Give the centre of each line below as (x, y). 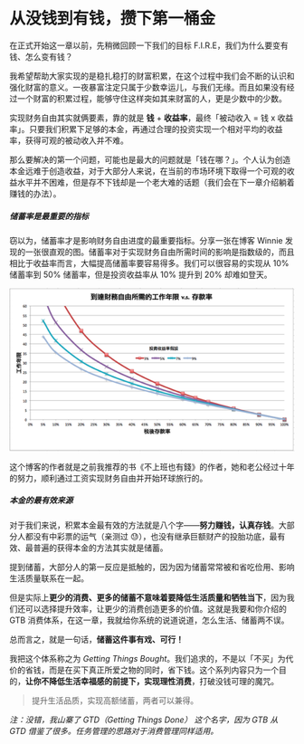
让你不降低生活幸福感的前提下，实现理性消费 (109, 681)
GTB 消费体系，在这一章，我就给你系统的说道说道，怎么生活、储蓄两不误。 (149, 620)
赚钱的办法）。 (35, 193)
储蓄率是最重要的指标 (49, 216)
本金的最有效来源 (41, 501)
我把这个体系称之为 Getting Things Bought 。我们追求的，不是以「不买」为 (148, 658)
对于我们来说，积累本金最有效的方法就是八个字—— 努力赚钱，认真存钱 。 (144, 525)
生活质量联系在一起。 (49, 578)
